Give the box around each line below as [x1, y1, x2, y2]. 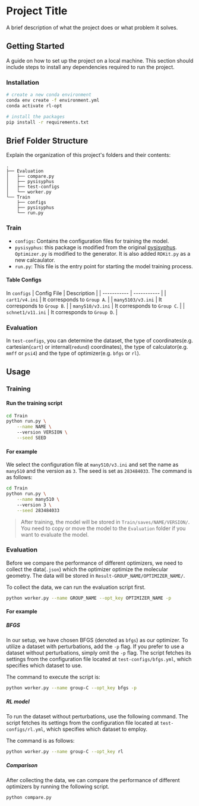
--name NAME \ [17, 424, 52, 430]
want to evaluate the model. [20, 531, 89, 538]
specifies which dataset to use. [6, 662, 83, 669]
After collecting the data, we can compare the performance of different [6, 776, 180, 783]
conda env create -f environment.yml [6, 97, 100, 103]
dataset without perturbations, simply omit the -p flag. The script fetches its [6, 649, 191, 656]
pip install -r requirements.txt [6, 119, 89, 125]
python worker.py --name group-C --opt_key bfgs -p [6, 685, 137, 691]
